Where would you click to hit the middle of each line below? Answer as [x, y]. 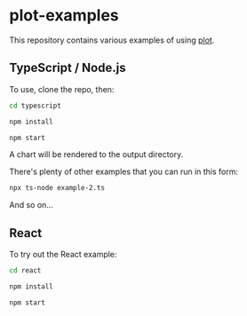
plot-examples [64, 16]
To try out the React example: [63, 255]
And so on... [31, 205]
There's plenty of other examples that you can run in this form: [123, 172]
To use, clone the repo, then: [62, 89]
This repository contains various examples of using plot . [112, 40]
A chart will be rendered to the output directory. [96, 154]
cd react [25, 271]
